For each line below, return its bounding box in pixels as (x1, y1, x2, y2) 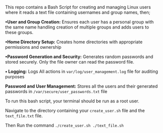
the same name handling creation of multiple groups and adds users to (5, 24, 149, 30)
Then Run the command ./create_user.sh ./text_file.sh (5, 123, 124, 128)
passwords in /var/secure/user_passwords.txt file (5, 89, 108, 94)
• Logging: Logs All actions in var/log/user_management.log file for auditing (5, 68, 158, 74)
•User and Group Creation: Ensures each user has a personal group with (5, 19, 154, 25)
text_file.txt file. (5, 113, 43, 119)
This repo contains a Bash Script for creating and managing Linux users (5, 4, 151, 10)
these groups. (5, 30, 34, 35)
